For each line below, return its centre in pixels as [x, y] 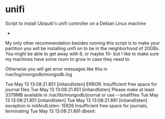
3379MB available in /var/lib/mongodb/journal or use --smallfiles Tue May [82, 95]
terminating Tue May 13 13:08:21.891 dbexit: [50, 111]
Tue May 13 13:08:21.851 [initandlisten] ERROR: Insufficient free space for [81, 84]
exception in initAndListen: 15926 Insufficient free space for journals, [77, 105]
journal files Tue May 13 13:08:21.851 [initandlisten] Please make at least [80, 89]
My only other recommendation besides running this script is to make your [82, 43]
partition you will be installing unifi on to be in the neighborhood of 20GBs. [82, 48]
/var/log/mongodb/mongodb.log [39, 74]
